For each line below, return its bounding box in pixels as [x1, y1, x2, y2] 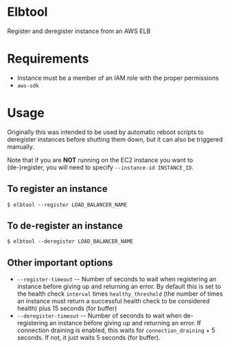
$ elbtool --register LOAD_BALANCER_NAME [7, 201, 128, 208]
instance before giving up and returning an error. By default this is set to [16, 283, 221, 291]
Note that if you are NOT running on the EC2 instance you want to [7, 155, 194, 164]
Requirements [7, 51, 89, 67]
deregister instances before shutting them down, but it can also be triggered [7, 135, 223, 143]
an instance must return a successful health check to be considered [16, 297, 210, 305]
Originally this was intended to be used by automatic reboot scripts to [7, 128, 204, 136]
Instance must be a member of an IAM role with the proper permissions [16, 74, 219, 82]
